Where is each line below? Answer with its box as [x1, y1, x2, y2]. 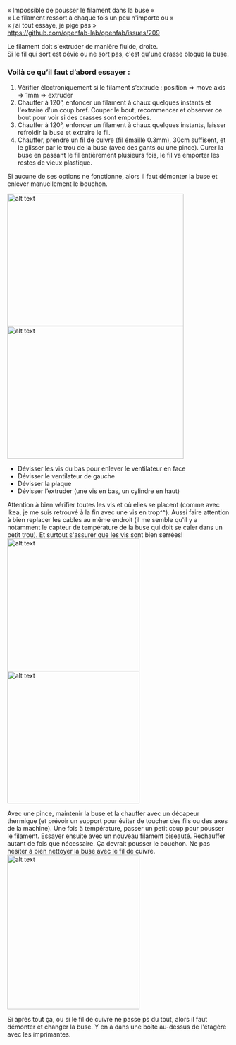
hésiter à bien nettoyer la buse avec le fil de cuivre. [7, 847, 156, 856]
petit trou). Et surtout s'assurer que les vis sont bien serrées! [7, 531, 183, 539]
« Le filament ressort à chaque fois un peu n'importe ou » [7, 13, 174, 22]
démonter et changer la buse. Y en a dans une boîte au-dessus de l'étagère [7, 1022, 227, 1031]
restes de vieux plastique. [17, 158, 93, 167]
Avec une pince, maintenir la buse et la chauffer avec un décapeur [7, 809, 200, 818]
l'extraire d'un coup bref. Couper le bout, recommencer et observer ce [17, 106, 223, 114]
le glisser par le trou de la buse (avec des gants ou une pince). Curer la [17, 143, 224, 152]
